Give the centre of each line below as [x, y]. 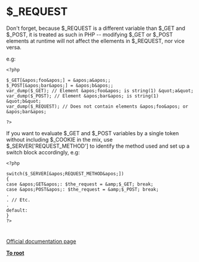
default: [17, 210]
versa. [14, 47]
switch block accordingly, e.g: [43, 152]
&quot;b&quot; [24, 101]
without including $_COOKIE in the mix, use [59, 139]
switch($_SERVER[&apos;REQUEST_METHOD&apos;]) [65, 173]
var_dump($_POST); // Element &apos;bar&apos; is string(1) [83, 96]
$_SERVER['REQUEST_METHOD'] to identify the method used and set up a [98, 146]
